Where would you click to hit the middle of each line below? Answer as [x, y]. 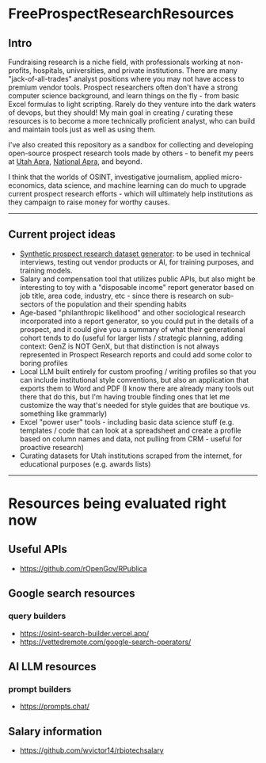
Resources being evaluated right [118, 503]
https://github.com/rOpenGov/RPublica [83, 568]
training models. [46, 270]
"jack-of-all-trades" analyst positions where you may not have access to [126, 79]
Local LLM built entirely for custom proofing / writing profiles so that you [138, 371]
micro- [232, 177]
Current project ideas [62, 235]
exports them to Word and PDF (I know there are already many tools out [137, 388]
